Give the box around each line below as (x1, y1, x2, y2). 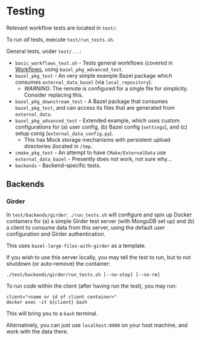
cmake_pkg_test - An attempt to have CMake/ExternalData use (14, 149, 166, 156)
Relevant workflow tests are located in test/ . (6, 24, 117, 31)
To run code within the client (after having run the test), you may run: (6, 282, 177, 289)
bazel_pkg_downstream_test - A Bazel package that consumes (14, 98, 168, 105)
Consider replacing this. (23, 91, 84, 98)
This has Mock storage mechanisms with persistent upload (23, 136, 170, 143)
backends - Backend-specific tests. (14, 162, 101, 169)
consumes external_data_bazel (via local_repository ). (14, 78, 152, 86)
